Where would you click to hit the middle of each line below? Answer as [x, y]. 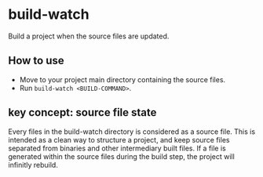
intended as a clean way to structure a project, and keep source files [119, 139]
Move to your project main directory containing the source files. [122, 79]
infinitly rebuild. [33, 164]
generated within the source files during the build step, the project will [122, 156]
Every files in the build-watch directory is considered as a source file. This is [132, 132]
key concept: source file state [82, 112]
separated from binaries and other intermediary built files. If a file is [117, 148]
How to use [36, 61]
